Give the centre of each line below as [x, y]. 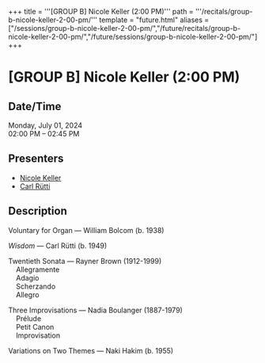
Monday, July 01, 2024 [45, 125]
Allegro [27, 294]
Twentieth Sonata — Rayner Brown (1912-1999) [85, 261]
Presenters [36, 159]
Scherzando [36, 286]
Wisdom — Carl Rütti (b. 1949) [58, 246]
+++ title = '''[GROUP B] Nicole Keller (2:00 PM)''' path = [101, 11]
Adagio [27, 277]
